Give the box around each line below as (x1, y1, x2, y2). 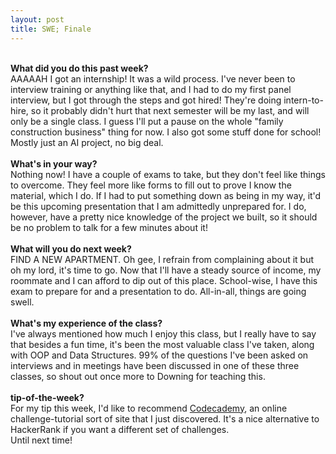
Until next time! (10, 434, 73, 446)
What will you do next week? (10, 242, 132, 255)
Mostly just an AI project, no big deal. (10, 136, 164, 148)
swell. (10, 296, 35, 308)
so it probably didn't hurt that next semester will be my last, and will (30, 104, 310, 116)
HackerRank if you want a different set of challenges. (10, 423, 230, 435)
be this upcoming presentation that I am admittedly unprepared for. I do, (10, 200, 307, 212)
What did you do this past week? (10, 62, 149, 74)
